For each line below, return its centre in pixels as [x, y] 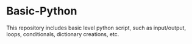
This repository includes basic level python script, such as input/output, [96, 28]
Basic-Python [42, 11]
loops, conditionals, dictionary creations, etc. [63, 34]
